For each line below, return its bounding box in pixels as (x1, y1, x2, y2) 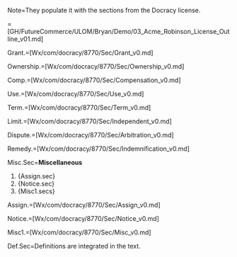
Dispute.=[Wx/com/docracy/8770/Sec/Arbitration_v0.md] (7, 131, 175, 139)
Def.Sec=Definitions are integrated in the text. (7, 242, 141, 250)
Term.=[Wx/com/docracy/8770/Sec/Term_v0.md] (7, 103, 151, 112)
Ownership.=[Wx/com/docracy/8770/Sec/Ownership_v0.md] (7, 62, 185, 70)
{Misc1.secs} (17, 187, 55, 195)
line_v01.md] (7, 35, 44, 43)
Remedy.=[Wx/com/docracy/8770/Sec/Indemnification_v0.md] (7, 144, 190, 153)
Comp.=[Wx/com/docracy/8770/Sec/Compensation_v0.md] (7, 76, 181, 84)
